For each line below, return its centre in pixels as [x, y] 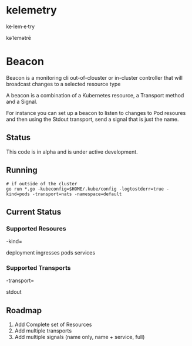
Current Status [34, 212]
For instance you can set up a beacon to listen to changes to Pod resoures [96, 113]
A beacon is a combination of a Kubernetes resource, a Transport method [95, 95]
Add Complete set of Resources [53, 325]
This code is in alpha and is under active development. [72, 152]
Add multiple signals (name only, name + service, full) [80, 337]
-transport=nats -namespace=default [77, 194]
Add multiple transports [43, 331]
